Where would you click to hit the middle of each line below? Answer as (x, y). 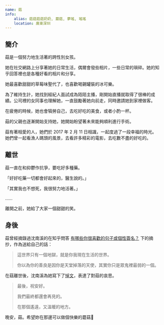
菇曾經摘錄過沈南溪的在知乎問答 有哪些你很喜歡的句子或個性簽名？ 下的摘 (79, 238)
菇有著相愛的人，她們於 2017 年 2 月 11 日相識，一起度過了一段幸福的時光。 (81, 132)
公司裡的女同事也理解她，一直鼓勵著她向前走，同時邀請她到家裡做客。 (84, 100)
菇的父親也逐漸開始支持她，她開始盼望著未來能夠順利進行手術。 (69, 122)
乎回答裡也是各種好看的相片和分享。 (42, 74)
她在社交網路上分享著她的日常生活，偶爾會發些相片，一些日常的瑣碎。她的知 (82, 68)
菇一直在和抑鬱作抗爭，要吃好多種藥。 (44, 168)
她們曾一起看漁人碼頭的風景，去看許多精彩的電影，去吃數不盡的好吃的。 (78, 138)
